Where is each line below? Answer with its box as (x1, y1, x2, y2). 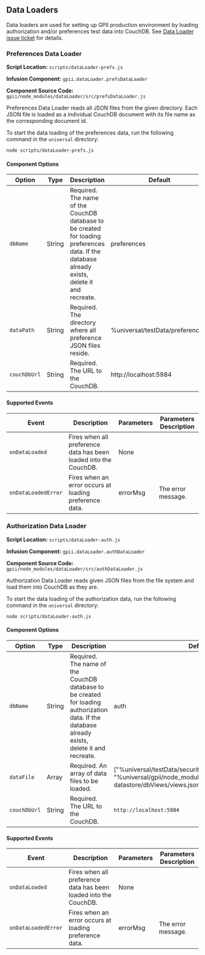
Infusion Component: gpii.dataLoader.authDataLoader (6, 548, 145, 555)
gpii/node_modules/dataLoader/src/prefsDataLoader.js (6, 94, 146, 100)
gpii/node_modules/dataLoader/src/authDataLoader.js (6, 566, 143, 572)
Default (148, 176, 171, 184)
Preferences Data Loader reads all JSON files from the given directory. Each (6, 104, 198, 112)
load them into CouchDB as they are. (6, 583, 99, 590)
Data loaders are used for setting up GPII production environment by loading (6, 21, 198, 28)
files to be (70, 777, 99, 786)
